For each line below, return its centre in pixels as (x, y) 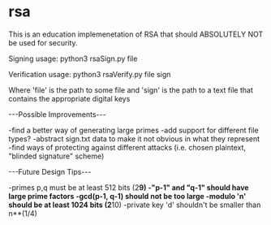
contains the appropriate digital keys (69, 98)
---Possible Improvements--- (58, 114)
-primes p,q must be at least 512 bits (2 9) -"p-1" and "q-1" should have (129, 187)
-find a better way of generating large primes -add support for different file (133, 130)
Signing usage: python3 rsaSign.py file (73, 58)
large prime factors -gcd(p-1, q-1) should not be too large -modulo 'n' (127, 196)
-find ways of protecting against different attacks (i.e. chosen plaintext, (127, 147)
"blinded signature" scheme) (56, 156)
